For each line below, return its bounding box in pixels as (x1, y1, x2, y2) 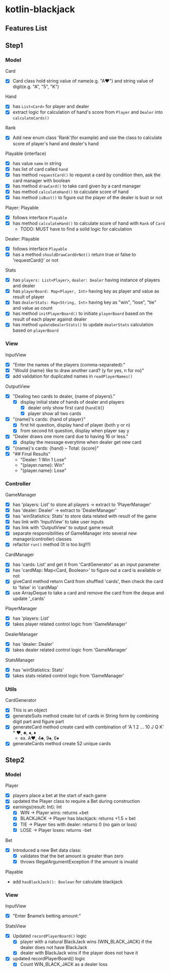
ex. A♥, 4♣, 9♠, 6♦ (20, 735, 59, 741)
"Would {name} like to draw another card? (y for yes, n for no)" (12, 367, 144, 373)
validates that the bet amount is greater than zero (20, 853, 123, 859)
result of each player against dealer (12, 316, 87, 322)
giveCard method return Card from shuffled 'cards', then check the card (12, 579, 163, 585)
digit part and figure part (12, 719, 64, 725)
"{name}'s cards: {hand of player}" (12, 416, 86, 423)
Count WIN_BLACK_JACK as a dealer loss (20, 961, 108, 967)
